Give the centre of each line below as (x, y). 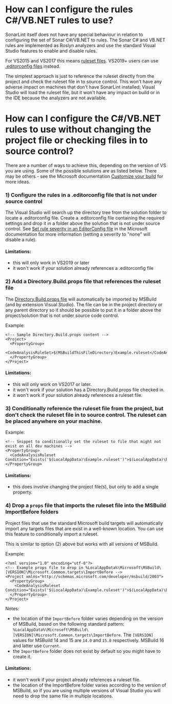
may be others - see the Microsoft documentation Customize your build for (84, 176)
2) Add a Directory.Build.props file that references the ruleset (83, 282)
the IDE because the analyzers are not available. (56, 98)
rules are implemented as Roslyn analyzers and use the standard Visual (81, 45)
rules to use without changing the (78, 130)
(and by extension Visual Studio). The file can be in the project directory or (84, 304)
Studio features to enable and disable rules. (51, 51)
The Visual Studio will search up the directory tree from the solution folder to (86, 212)
